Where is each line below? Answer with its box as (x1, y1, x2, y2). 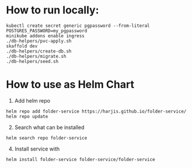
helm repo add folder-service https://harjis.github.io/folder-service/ (6, 108, 187, 114)
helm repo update (6, 113, 48, 120)
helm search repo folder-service (6, 135, 88, 141)
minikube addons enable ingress (6, 33, 85, 38)
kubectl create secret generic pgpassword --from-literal (6, 23, 150, 29)
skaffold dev (6, 43, 38, 49)
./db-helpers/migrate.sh (6, 53, 67, 59)
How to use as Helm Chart (6, 78, 134, 91)
